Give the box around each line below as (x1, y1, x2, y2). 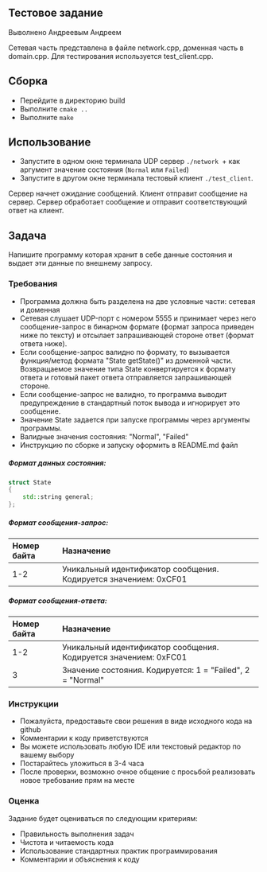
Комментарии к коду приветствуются (19, 734, 149, 743)
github (19, 725, 41, 734)
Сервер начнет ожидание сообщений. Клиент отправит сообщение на (8, 189, 248, 198)
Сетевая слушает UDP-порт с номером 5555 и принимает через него (19, 313, 257, 323)
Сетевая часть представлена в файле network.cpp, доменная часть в (8, 43, 244, 53)
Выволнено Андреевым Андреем (8, 27, 122, 37)
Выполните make (19, 112, 74, 122)
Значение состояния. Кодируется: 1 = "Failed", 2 (62, 664, 250, 675)
